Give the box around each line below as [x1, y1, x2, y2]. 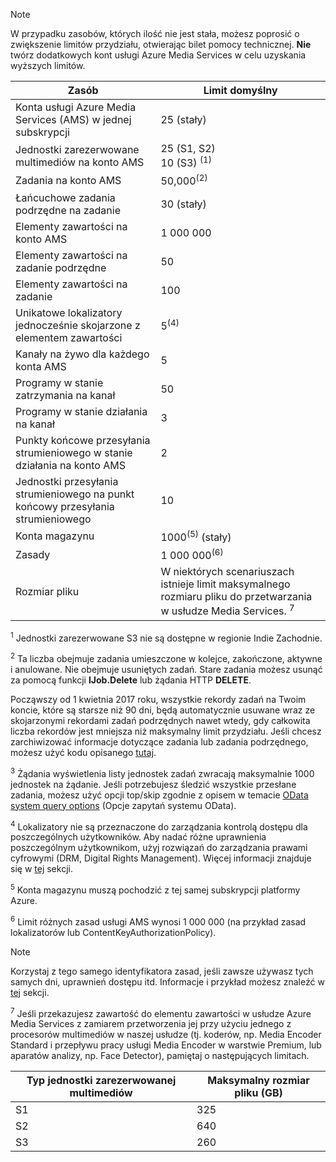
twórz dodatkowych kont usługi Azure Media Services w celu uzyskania [10, 49, 307, 61]
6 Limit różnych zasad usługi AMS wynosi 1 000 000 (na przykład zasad [10, 914, 307, 928]
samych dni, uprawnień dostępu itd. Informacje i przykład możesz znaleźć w [10, 975, 325, 988]
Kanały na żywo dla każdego [15, 347, 150, 361]
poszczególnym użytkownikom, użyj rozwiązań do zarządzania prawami [10, 842, 308, 854]
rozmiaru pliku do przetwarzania [160, 590, 313, 604]
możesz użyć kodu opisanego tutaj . [10, 746, 157, 758]
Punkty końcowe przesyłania [15, 433, 151, 447]
